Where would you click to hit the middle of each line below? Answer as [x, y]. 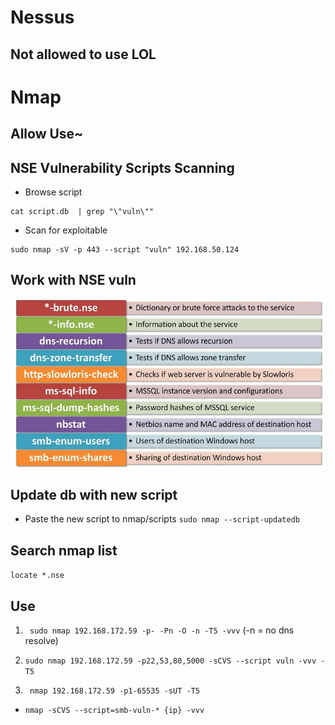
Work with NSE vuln [73, 280]
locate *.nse [37, 576]
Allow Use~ [47, 134]
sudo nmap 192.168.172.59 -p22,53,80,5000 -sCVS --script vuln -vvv [170, 661]
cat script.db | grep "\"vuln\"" [82, 211]
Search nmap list [64, 550]
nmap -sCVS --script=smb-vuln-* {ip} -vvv [114, 711]
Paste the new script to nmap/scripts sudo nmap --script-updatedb [162, 519]
